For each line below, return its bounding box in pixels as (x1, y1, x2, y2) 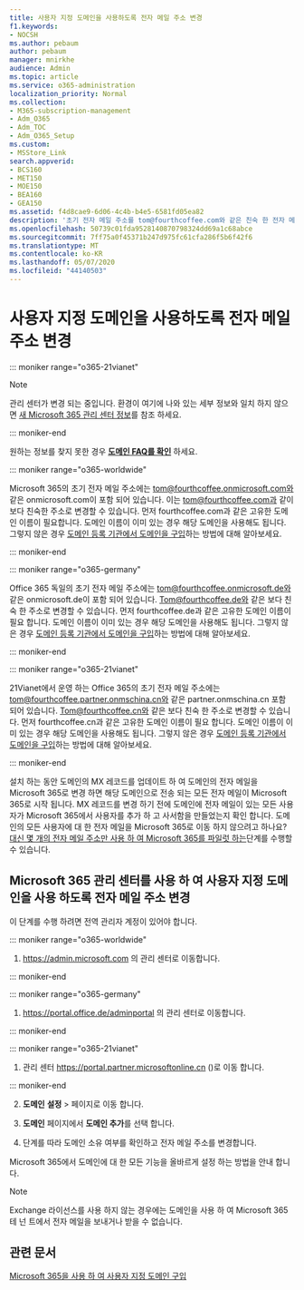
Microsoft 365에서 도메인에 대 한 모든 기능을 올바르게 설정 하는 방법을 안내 (9, 1156, 274, 1167)
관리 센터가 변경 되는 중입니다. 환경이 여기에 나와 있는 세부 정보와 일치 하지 (9, 397, 272, 408)
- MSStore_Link (9, 148, 67, 157)
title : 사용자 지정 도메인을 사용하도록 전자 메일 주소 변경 (9, 13, 203, 23)
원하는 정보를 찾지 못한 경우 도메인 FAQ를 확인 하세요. (9, 445, 198, 456)
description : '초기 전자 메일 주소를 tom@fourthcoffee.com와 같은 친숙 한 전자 (9, 215, 285, 225)
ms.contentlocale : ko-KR (9, 249, 103, 259)
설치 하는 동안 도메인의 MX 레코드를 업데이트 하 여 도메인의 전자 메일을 (9, 776, 259, 787)
